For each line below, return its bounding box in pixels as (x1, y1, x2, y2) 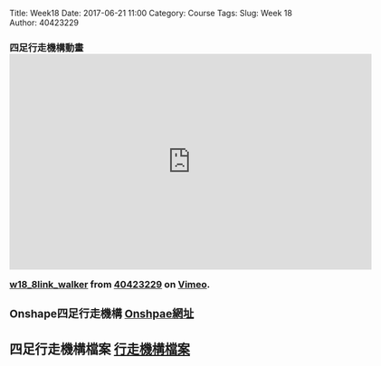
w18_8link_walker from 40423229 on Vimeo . (9, 278, 211, 291)
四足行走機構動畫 (9, 41, 84, 53)
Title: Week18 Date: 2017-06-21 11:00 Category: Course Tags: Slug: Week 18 (9, 8, 292, 18)
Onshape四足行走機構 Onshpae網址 (9, 306, 195, 322)
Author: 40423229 (9, 17, 80, 28)
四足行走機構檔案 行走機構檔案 (9, 341, 191, 357)
